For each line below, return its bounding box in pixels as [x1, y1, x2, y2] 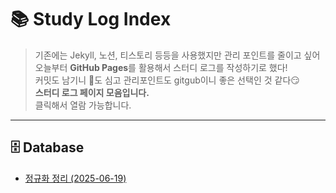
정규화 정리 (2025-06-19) [24, 172, 127, 184]
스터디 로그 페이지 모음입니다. [34, 86, 150, 98]
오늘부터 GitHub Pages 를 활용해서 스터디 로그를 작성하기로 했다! [34, 61, 288, 73]
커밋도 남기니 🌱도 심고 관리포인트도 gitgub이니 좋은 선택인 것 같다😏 [34, 74, 300, 86]
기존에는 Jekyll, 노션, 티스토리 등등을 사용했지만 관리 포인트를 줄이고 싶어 [34, 49, 321, 61]
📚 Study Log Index [10, 8, 172, 31]
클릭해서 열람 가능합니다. [34, 99, 132, 111]
